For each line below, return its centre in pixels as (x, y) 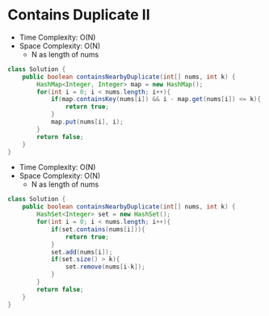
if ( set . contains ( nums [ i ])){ (98, 229)
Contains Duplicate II (79, 15)
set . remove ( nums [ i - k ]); (105, 267)
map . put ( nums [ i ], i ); (87, 122)
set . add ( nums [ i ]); (82, 252)
